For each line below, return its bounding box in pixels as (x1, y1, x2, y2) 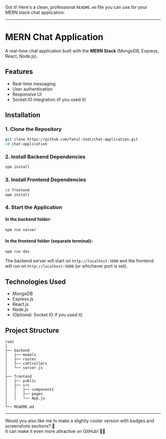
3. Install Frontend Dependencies (5, 176, 86, 183)
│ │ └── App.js (5, 396, 45, 401)
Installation (5, 111, 41, 120)
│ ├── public (5, 378, 37, 383)
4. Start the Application (5, 204, 62, 211)
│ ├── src (5, 383, 30, 388)
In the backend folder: (5, 216, 52, 222)
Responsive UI (12, 91, 42, 97)
